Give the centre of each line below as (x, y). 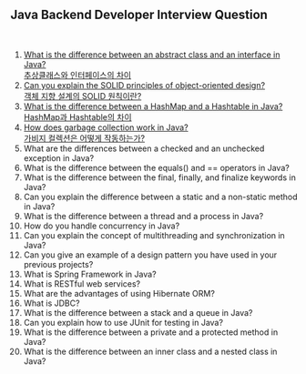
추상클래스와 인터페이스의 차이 (77, 75)
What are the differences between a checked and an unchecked (144, 148)
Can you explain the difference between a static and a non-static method (161, 197)
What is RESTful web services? (82, 283)
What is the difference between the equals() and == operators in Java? (156, 167)
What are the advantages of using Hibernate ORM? (119, 293)
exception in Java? (59, 157)
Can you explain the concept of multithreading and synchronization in (154, 235)
